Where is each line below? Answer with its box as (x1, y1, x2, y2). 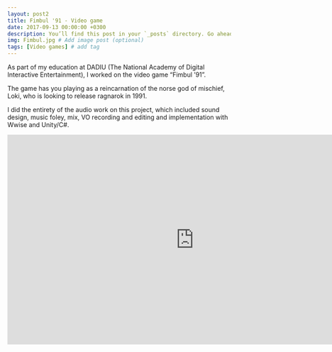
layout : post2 (7, 10, 50, 18)
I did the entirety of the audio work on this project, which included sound (7, 106, 220, 114)
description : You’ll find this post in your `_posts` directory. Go (7, 30, 214, 38)
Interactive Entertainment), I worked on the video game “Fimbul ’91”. (7, 70, 206, 79)
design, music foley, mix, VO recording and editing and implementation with (7, 113, 228, 121)
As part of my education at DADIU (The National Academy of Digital (7, 63, 205, 71)
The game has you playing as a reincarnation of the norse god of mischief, (7, 84, 225, 92)
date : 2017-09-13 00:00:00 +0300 (7, 23, 106, 31)
